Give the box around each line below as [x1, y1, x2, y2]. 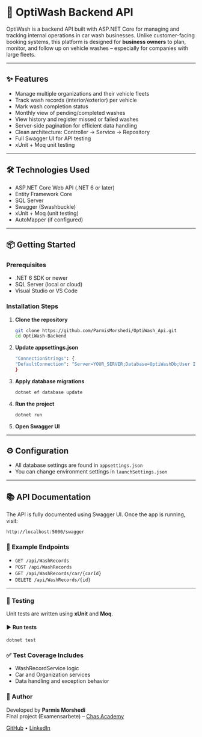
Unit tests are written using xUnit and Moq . [6, 610, 113, 617]
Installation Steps [6, 302, 59, 310]
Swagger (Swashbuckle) [14, 203, 76, 210]
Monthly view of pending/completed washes [14, 109, 126, 116]
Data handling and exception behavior [14, 677, 109, 685]
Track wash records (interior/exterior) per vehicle [14, 96, 137, 103]
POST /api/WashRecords [14, 564, 72, 570]
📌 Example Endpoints [6, 543, 70, 551]
